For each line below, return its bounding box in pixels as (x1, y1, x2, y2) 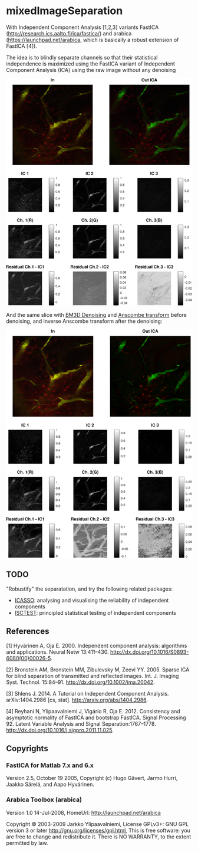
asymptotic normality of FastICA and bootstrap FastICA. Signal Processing (6, 714, 187, 721)
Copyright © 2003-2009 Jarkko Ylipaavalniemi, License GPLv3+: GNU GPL (6, 820, 189, 827)
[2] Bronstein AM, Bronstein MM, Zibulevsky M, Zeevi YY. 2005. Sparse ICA (6, 666, 190, 673)
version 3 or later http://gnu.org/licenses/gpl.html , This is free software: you (6, 827, 190, 834)
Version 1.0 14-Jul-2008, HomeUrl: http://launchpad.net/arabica (6, 809, 161, 816)
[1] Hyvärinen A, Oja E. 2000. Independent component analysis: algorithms (6, 642, 187, 649)
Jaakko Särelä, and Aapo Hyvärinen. (6, 781, 94, 788)
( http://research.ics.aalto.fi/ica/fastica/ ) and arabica (6, 30, 132, 37)
